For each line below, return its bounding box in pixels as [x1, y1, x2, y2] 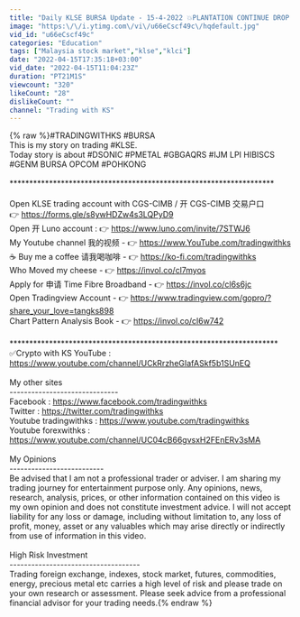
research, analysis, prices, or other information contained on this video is [9, 493, 281, 503]
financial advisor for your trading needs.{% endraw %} [9, 597, 214, 609]
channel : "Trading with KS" [9, 106, 115, 115]
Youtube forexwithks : [9, 425, 91, 436]
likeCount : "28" [9, 88, 70, 97]
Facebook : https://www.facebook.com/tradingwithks [9, 396, 207, 407]
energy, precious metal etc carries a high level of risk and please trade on [9, 578, 283, 589]
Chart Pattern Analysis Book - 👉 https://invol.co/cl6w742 [9, 316, 224, 327]
